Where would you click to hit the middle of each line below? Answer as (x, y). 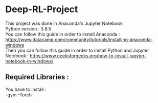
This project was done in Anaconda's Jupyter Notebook (64, 23)
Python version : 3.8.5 (28, 28)
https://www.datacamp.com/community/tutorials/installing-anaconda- (79, 40)
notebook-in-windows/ (29, 61)
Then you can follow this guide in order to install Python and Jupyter (77, 50)
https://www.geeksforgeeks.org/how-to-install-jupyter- (88, 56)
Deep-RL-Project (42, 9)
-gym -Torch (19, 94)
